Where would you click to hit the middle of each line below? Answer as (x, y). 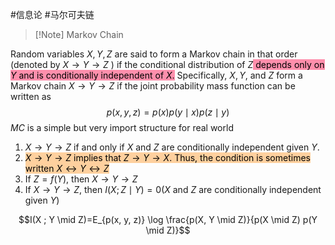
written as (31, 96)
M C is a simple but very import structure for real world (122, 127)
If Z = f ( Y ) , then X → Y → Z (81, 179)
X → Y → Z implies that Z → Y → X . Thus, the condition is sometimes (167, 157)
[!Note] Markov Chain (79, 34)
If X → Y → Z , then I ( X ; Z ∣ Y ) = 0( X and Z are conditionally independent (173, 189)
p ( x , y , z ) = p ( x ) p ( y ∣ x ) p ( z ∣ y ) (168, 112)
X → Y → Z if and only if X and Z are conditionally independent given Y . (172, 147)
